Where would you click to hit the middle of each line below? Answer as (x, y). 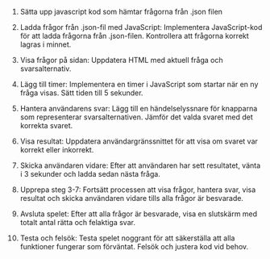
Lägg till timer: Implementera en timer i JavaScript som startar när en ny (139, 84)
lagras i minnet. (46, 44)
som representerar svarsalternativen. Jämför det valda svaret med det (137, 117)
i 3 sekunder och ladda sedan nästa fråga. (90, 174)
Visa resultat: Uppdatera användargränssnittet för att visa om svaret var (139, 141)
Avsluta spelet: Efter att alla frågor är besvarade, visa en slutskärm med (139, 214)
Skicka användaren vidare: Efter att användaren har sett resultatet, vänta (140, 165)
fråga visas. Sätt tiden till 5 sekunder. (81, 93)
